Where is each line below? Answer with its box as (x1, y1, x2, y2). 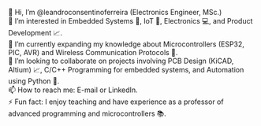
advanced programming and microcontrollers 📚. (8, 109, 167, 118)
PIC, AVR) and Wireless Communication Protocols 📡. (8, 48, 178, 57)
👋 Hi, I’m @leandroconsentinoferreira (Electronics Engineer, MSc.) (8, 8, 222, 17)
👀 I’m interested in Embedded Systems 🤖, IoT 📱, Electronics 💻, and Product (8, 17, 253, 25)
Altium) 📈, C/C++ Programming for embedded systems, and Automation (8, 65, 244, 74)
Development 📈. (8, 28, 63, 37)
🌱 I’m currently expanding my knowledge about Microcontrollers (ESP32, (8, 39, 244, 49)
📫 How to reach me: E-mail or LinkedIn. (8, 85, 138, 94)
